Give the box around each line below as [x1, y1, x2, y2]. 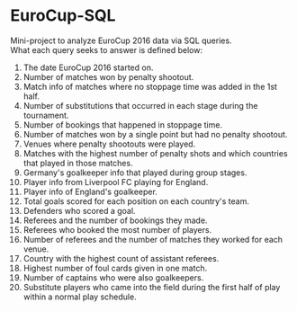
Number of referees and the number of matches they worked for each [22, 234, 283, 244]
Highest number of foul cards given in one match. [22, 262, 208, 273]
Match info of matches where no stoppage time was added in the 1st [22, 81, 278, 92]
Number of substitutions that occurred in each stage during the [22, 100, 258, 111]
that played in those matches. [22, 157, 133, 168]
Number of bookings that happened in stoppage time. [22, 119, 223, 130]
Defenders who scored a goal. [22, 205, 136, 216]
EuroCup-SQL [10, 5, 116, 26]
